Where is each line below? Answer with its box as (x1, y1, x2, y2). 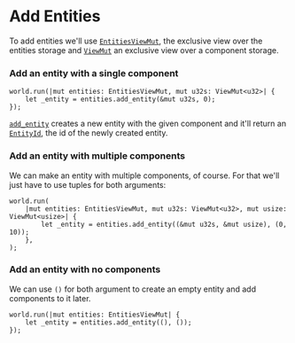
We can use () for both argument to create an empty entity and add (9, 284, 257, 294)
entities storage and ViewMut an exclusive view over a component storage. (9, 44, 279, 55)
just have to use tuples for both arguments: (9, 179, 167, 190)
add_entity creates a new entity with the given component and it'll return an (9, 118, 286, 129)
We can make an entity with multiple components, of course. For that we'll (9, 170, 280, 181)
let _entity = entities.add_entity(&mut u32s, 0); (25, 95, 216, 104)
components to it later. (9, 292, 91, 303)
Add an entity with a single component (9, 66, 179, 79)
